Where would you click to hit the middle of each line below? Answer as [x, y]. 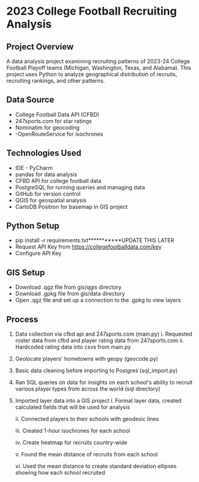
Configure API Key [38, 253]
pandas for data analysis [46, 174]
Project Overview [40, 47]
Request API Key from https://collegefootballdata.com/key [88, 247]
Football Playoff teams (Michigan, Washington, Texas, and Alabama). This [99, 68]
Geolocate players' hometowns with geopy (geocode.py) [87, 359]
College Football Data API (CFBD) [57, 115]
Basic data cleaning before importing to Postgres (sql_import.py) [96, 370]
